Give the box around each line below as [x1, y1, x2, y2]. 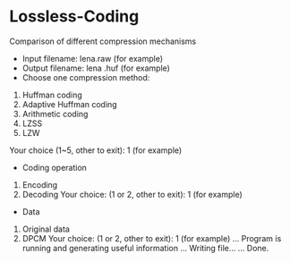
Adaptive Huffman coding [21, 98, 118, 109]
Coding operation [21, 162, 88, 173]
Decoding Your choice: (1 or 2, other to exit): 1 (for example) [21, 189, 243, 199]
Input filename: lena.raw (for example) [21, 53, 164, 63]
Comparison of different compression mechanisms [9, 36, 197, 46]
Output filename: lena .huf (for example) [21, 63, 170, 73]
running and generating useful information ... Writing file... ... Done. [21, 242, 269, 253]
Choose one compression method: [21, 72, 150, 82]
